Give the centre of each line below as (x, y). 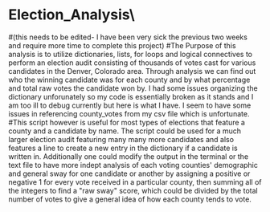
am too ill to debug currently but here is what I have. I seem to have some (130, 105)
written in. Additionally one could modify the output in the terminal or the (129, 156)
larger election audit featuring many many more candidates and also (121, 139)
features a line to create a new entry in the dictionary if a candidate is (123, 148)
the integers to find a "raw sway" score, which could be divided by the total (133, 190)
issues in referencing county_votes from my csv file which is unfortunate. (129, 113)
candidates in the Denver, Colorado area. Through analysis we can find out (132, 71)
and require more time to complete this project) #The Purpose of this (122, 45)
